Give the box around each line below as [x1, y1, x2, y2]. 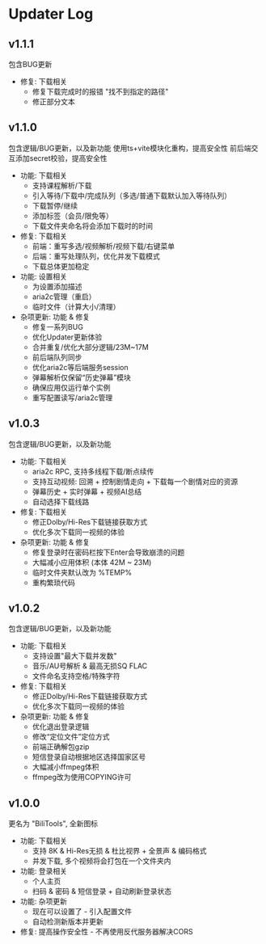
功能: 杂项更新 [19, 896, 67, 906]
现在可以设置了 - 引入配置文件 [32, 907, 132, 917]
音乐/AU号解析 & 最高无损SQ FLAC [32, 661, 148, 671]
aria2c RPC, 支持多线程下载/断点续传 [32, 466, 154, 476]
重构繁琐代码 [32, 577, 75, 587]
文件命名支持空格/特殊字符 [32, 672, 120, 681]
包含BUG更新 [8, 60, 53, 69]
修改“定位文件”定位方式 [32, 732, 110, 742]
